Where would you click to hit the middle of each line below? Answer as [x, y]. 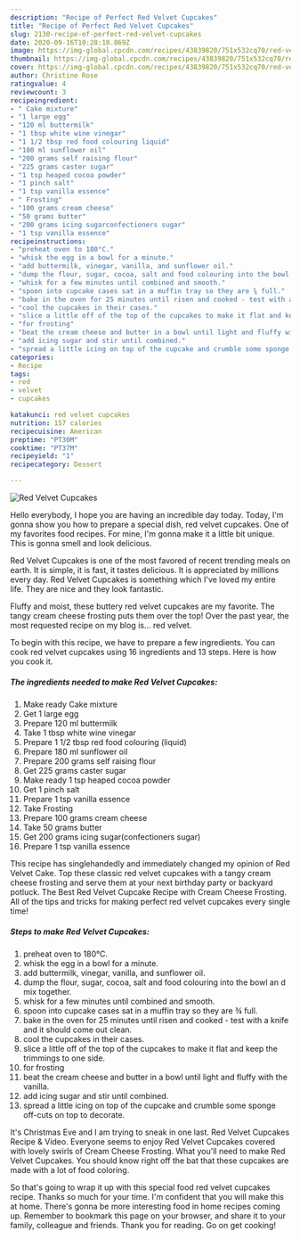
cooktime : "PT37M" [44, 448]
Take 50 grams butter [62, 827]
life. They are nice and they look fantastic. [87, 589]
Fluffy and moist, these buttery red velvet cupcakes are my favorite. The [142, 606]
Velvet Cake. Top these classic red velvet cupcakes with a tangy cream [141, 873]
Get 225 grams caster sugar [75, 770]
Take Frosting [48, 808]
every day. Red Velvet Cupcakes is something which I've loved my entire [143, 579]
